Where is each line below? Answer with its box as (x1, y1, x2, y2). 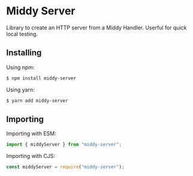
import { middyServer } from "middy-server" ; (6, 142, 122, 148)
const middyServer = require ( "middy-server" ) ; (6, 164, 125, 170)
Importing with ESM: (6, 130, 56, 137)
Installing (6, 48, 42, 58)
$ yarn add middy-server (6, 98, 68, 104)
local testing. (6, 30, 38, 37)
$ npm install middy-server (6, 75, 77, 81)
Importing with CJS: (6, 153, 56, 160)
